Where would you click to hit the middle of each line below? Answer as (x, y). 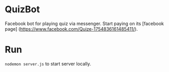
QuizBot (22, 9)
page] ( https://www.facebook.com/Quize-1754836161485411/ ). (71, 29)
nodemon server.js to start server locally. (48, 64)
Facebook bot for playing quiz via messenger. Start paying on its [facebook (84, 23)
